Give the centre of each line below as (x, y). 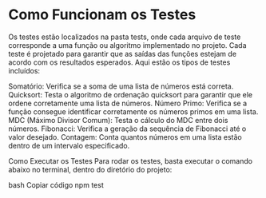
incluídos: (24, 70)
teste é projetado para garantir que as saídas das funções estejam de (123, 53)
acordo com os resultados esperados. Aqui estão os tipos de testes (119, 62)
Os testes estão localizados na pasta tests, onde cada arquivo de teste (125, 37)
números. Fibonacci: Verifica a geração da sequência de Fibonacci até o (127, 129)
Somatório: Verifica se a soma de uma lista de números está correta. (121, 86)
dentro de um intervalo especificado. (69, 145)
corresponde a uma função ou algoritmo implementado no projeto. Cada (127, 45)
